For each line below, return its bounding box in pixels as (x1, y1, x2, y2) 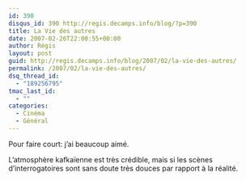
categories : (8, 102, 49, 110)
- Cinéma (15, 110, 45, 118)
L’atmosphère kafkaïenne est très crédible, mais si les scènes (8, 154, 213, 164)
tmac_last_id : (8, 86, 57, 95)
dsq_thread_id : (8, 72, 60, 80)
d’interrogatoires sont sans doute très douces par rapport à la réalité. (8, 163, 239, 173)
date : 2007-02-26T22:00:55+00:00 (8, 34, 121, 43)
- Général (15, 117, 49, 125)
